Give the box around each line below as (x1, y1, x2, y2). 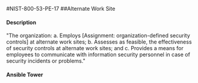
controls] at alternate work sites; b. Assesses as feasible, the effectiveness (6, 38, 192, 45)
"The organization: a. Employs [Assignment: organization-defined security (6, 32, 191, 39)
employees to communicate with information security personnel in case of (6, 51, 191, 59)
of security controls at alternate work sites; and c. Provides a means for (6, 45, 184, 52)
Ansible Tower (6, 71, 43, 78)
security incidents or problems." (6, 57, 85, 64)
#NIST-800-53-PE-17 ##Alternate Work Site (6, 5, 116, 12)
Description (6, 19, 37, 26)
